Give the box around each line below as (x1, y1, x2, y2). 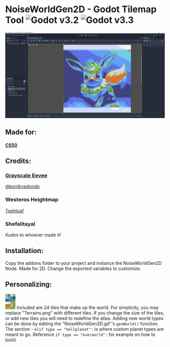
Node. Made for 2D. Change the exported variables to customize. (5, 265, 141, 271)
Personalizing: (5, 280, 52, 289)
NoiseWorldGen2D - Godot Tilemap (5, 4, 157, 15)
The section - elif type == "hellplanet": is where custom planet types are (5, 326, 164, 332)
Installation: (5, 247, 44, 255)
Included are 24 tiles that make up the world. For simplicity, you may (16, 304, 159, 310)
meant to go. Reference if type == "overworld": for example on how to (5, 331, 156, 337)
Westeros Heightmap (5, 196, 59, 203)
